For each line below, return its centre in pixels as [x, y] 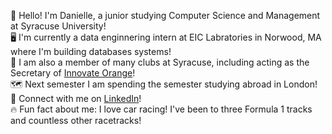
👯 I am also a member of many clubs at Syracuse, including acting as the [160, 62]
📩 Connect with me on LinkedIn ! [76, 98]
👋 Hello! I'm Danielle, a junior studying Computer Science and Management [165, 15]
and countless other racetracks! [76, 120]
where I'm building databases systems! [91, 51]
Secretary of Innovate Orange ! [73, 73]
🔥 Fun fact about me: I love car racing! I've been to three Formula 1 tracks [161, 109]
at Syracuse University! [58, 26]
